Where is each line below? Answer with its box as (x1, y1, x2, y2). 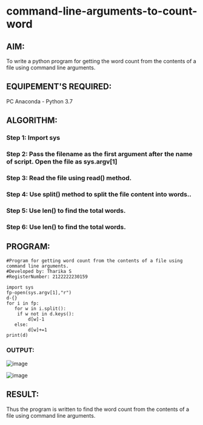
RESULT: (6, 389, 39, 399)
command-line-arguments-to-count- (6, 4, 198, 18)
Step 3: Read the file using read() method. (6, 173, 132, 182)
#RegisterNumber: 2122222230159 (6, 274, 88, 280)
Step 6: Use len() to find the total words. (6, 223, 126, 231)
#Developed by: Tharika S (6, 268, 72, 274)
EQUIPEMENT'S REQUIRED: (6, 81, 112, 92)
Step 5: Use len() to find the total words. (6, 206, 126, 215)
